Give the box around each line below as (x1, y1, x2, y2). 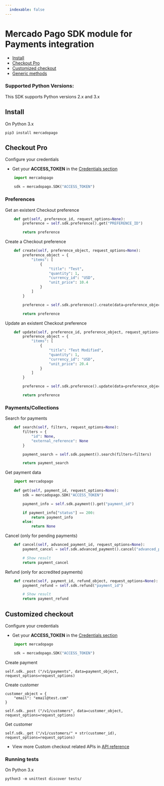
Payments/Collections (5, 404, 59, 411)
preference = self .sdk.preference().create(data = (22, 302, 125, 307)
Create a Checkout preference (5, 239, 66, 245)
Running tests (5, 756, 39, 763)
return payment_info (31, 515, 73, 520)
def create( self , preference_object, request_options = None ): (14, 248, 141, 253)
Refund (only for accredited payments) (5, 569, 83, 575)
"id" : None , (31, 434, 56, 439)
